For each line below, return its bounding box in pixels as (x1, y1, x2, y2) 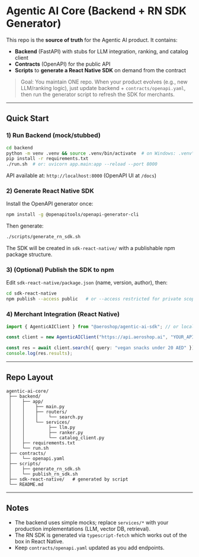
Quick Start (6, 114, 49, 124)
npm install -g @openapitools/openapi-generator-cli (6, 212, 139, 217)
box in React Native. (14, 537, 64, 545)
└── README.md (8, 481, 44, 487)
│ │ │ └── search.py (8, 414, 84, 420)
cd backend (6, 145, 33, 151)
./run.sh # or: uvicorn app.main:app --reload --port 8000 (6, 161, 158, 167)
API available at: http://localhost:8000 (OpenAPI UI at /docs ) (6, 172, 157, 179)
